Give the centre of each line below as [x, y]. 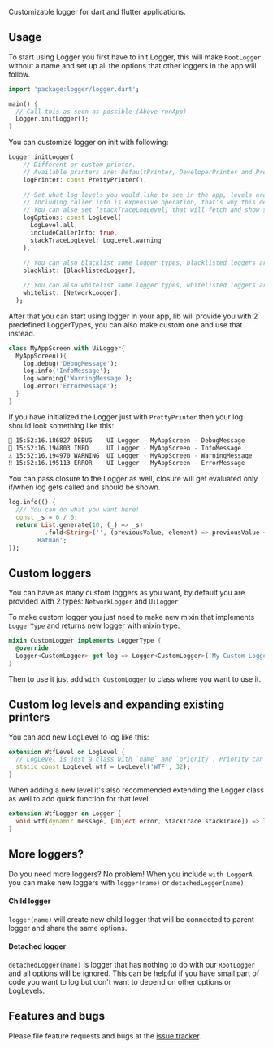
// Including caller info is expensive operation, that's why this [139, 203]
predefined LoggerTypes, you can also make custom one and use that [126, 324]
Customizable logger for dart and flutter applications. [97, 12]
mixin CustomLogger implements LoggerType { [85, 641]
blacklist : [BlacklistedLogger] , [80, 271]
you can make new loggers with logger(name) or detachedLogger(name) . [127, 882]
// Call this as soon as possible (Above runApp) [101, 112]
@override [32, 648]
